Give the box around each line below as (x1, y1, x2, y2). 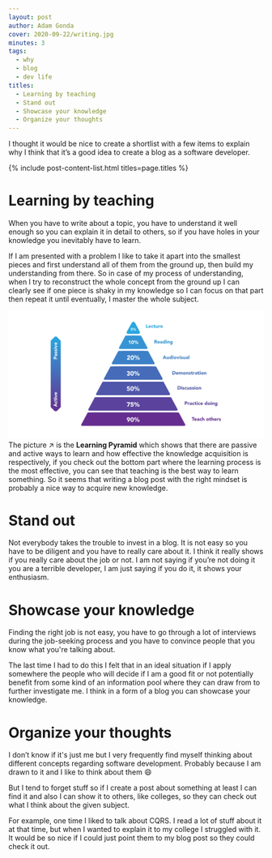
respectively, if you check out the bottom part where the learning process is (8, 457, 261, 467)
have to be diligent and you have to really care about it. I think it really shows (8, 547, 264, 557)
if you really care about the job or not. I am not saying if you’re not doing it (8, 555, 256, 565)
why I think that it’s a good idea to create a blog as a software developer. (8, 147, 251, 157)
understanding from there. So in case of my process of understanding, (8, 268, 244, 279)
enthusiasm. (8, 572, 49, 583)
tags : (8, 47, 27, 56)
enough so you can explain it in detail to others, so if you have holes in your (8, 227, 261, 237)
